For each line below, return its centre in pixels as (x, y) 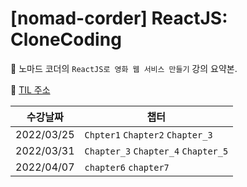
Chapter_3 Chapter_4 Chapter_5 (156, 151)
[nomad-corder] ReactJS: (119, 18)
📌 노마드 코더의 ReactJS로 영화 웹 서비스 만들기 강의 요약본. (124, 68)
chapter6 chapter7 (127, 167)
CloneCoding (66, 39)
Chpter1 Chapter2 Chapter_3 (148, 135)
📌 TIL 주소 (30, 89)
